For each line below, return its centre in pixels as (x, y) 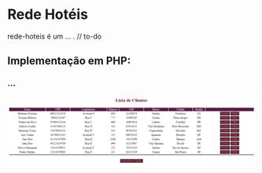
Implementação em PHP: (69, 61)
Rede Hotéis (48, 15)
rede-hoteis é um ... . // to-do (55, 36)
